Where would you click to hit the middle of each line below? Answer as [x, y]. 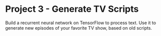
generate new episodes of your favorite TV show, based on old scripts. [79, 28]
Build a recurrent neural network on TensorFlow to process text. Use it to [81, 23]
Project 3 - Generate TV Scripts [72, 9]
